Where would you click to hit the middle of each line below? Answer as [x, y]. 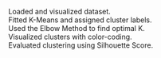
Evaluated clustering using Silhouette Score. [81, 45]
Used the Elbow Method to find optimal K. [77, 28]
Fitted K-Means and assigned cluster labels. [80, 20]
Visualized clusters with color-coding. [71, 37]
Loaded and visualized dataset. [60, 12]
